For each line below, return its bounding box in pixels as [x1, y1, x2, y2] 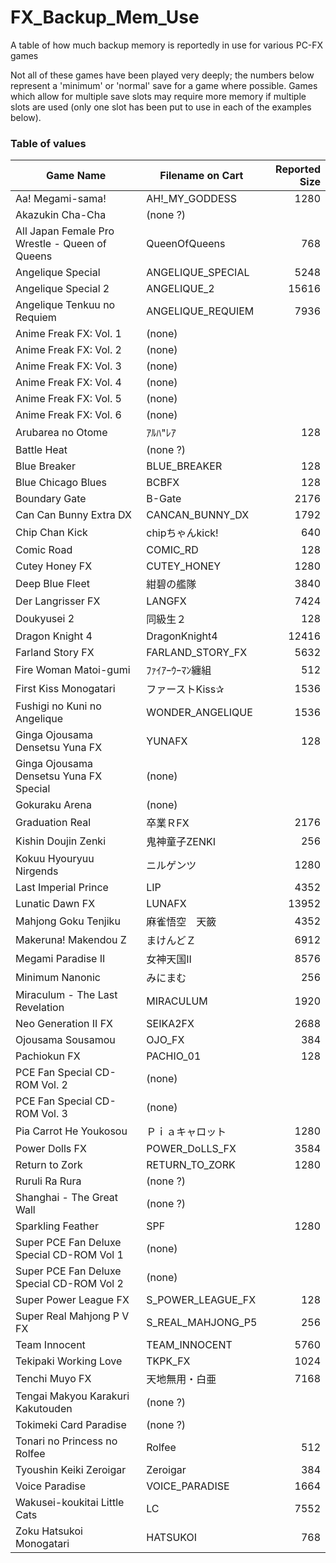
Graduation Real [15, 816, 92, 830]
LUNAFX [146, 897, 187, 911]
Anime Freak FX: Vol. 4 [15, 376, 122, 390]
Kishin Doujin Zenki [15, 834, 107, 848]
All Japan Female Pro [15, 224, 115, 238]
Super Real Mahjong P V [15, 1309, 130, 1323]
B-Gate [146, 492, 182, 506]
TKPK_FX [146, 1354, 191, 1368]
